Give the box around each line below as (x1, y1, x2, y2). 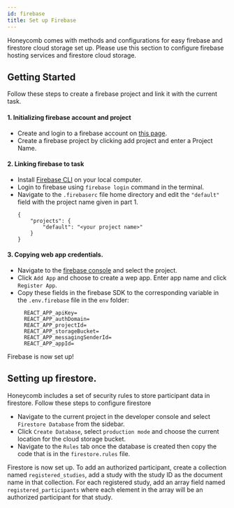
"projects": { (30, 217, 71, 224)
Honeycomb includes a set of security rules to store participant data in (7, 391, 210, 399)
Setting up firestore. (7, 373, 97, 385)
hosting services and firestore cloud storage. (7, 50, 137, 60)
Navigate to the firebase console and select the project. (17, 266, 178, 274)
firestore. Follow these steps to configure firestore (7, 399, 152, 407)
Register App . (17, 281, 57, 289)
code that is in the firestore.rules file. (17, 449, 131, 458)
